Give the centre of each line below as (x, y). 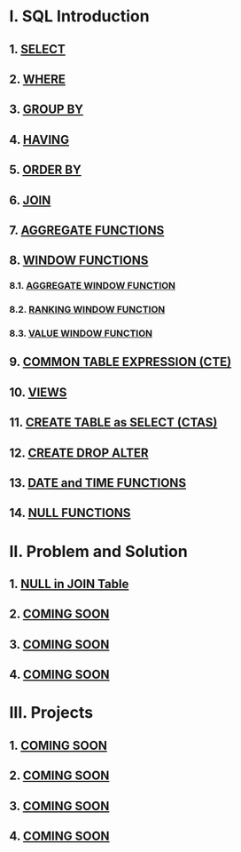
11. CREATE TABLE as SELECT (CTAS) (113, 422)
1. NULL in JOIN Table (69, 584)
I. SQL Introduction (79, 16)
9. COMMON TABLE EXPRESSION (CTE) (120, 362)
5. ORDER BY (45, 170)
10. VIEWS (38, 392)
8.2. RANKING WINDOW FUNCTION (87, 310)
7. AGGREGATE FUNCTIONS (87, 230)
